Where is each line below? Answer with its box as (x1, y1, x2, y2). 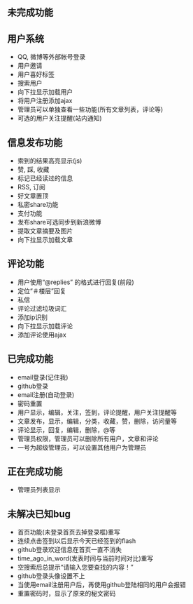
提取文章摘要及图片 (17, 227, 73, 235)
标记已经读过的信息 (17, 174, 73, 182)
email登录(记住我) (17, 373, 69, 381)
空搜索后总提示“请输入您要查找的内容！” (17, 563, 134, 572)
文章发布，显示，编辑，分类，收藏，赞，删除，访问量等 (17, 417, 177, 425)
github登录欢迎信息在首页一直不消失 (17, 546, 122, 554)
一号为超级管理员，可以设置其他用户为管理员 (17, 443, 147, 451)
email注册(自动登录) (17, 390, 75, 398)
